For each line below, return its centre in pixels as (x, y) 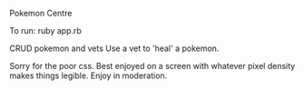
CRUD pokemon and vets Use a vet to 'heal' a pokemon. (114, 48)
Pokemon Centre (41, 13)
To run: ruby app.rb (45, 30)
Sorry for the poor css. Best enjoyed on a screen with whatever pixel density (152, 66)
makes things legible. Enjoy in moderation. (88, 75)
